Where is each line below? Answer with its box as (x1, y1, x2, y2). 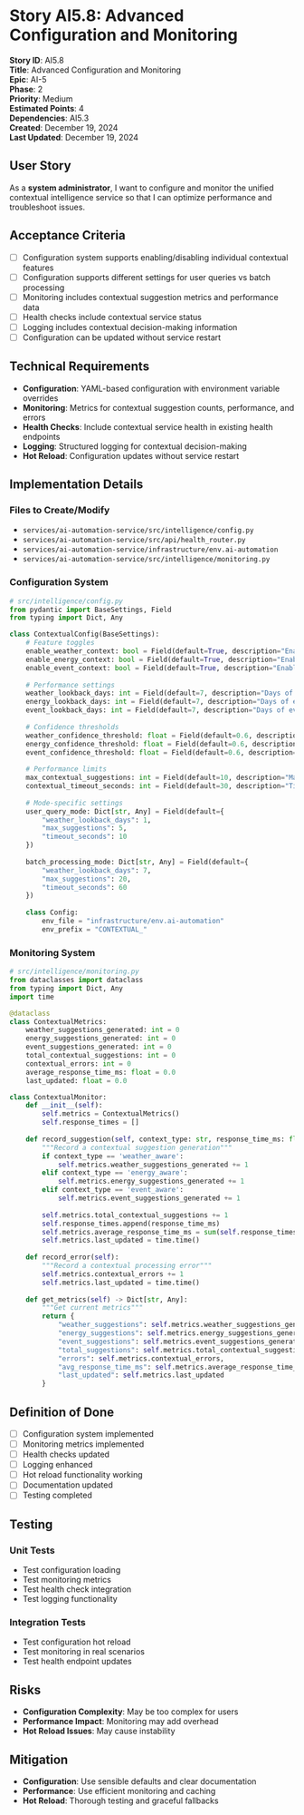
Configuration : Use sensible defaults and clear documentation (22, 1776, 257, 1787)
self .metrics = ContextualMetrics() (42, 1109, 180, 1118)
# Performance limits (25, 765, 107, 774)
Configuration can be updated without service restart (22, 332, 222, 343)
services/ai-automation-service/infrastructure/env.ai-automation (22, 545, 279, 554)
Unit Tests (9, 1544, 56, 1556)
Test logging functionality (22, 1594, 118, 1605)
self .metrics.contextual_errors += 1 (42, 1269, 184, 1279)
